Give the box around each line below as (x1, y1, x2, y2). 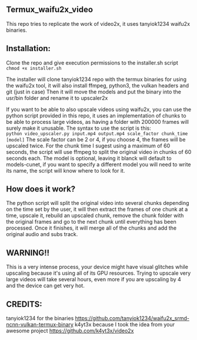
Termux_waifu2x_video (6, 5, 93, 15)
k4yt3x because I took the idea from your (74, 321, 175, 328)
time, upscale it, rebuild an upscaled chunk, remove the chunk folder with (6, 212, 184, 219)
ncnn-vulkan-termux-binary (6, 321, 74, 328)
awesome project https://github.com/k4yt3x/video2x (6, 327, 134, 334)
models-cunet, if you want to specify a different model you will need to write (6, 161, 191, 168)
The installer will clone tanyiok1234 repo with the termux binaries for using (6, 76, 187, 83)
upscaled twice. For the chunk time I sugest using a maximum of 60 (6, 142, 171, 149)
